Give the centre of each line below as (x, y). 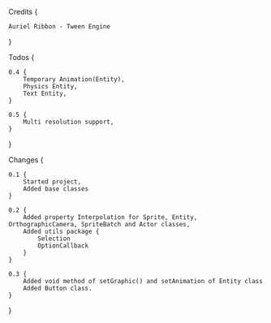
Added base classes (56, 189)
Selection (54, 239)
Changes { (26, 160)
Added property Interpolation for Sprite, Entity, (110, 217)
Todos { (22, 57)
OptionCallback (63, 246)
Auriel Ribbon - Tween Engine (60, 27)
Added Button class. (58, 288)
